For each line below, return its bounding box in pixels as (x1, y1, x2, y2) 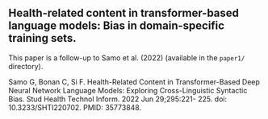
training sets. (8, 31, 77, 45)
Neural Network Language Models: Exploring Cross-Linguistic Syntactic (8, 85, 248, 95)
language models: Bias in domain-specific (8, 19, 224, 33)
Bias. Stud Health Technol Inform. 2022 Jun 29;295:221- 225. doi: (8, 94, 228, 104)
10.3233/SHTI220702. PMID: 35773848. (8, 102, 142, 112)
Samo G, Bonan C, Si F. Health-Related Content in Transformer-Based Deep (8, 76, 261, 87)
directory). (8, 61, 44, 71)
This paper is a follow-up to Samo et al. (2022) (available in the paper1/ (8, 52, 245, 63)
